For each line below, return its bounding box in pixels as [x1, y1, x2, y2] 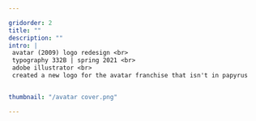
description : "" [8, 34, 63, 42]
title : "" [8, 26, 42, 35]
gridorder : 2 [8, 19, 53, 27]
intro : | [8, 41, 38, 49]
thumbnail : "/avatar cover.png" [8, 93, 117, 101]
